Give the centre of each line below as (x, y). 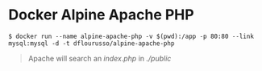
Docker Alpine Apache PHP (102, 15)
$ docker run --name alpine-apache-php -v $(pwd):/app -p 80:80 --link (131, 36)
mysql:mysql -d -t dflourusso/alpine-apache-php (91, 43)
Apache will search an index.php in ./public (100, 58)
